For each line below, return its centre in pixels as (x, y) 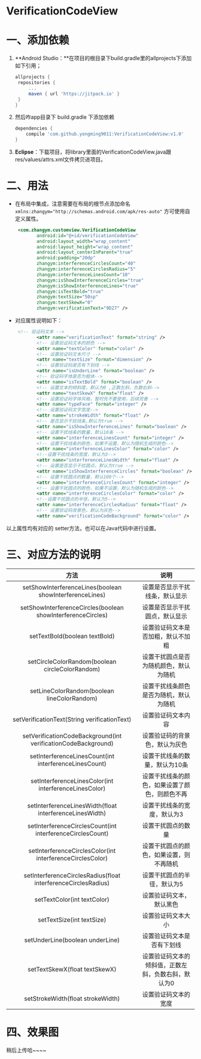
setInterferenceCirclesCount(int (72, 825)
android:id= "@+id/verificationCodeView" (88, 235)
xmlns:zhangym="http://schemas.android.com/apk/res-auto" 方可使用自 (102, 211)
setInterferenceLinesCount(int (72, 756)
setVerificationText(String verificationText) (72, 719)
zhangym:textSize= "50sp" (68, 297)
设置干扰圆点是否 (166, 657)
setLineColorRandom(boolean (72, 690)
